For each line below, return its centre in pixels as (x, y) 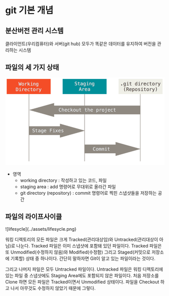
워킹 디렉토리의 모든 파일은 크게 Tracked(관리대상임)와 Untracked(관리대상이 (82, 240)
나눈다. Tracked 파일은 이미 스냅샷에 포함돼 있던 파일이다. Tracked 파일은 (89, 246)
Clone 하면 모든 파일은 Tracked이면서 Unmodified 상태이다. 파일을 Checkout (82, 282)
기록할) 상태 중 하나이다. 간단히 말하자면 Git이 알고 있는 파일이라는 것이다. (83, 259)
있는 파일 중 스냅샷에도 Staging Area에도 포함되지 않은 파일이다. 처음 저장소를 (82, 276)
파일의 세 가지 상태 (32, 68)
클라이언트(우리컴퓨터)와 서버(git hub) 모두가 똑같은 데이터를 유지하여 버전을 (81, 44)
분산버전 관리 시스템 (34, 31)
